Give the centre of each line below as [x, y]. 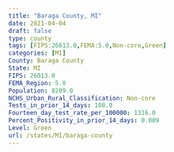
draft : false [30, 31]
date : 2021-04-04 [37, 23]
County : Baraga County [46, 61]
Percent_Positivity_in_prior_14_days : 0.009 [84, 121]
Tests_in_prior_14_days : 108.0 [61, 105]
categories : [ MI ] [37, 53]
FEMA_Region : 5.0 [37, 83]
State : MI [25, 68]
